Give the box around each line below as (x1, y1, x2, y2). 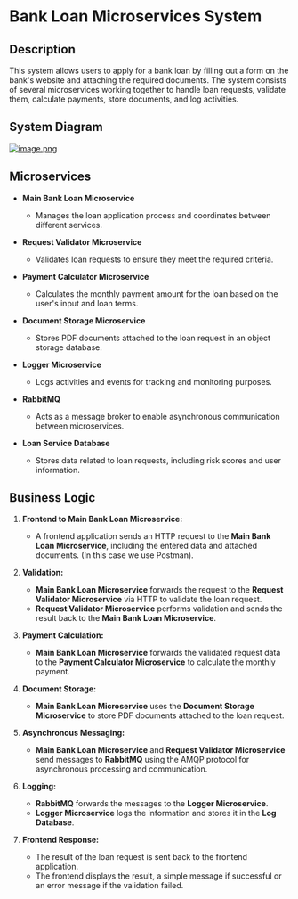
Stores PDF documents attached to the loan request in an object (35, 332, 271, 343)
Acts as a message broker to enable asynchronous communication (35, 411, 280, 421)
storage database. (35, 341, 102, 353)
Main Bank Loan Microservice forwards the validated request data (35, 648, 281, 658)
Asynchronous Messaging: (21, 728, 125, 739)
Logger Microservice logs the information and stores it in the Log (35, 808, 277, 819)
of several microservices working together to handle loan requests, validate (9, 85, 286, 94)
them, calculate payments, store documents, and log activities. (9, 94, 239, 104)
